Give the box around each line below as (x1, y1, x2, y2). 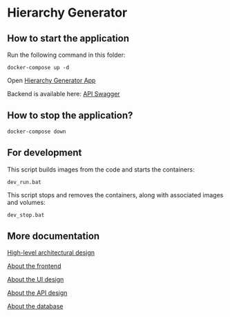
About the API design (7, 289, 68, 297)
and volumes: (7, 198, 46, 206)
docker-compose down (7, 128, 67, 135)
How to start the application (7, 33, 130, 44)
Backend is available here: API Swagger (7, 90, 120, 98)
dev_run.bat (7, 179, 41, 185)
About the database (7, 302, 64, 311)
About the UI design (7, 275, 64, 284)
